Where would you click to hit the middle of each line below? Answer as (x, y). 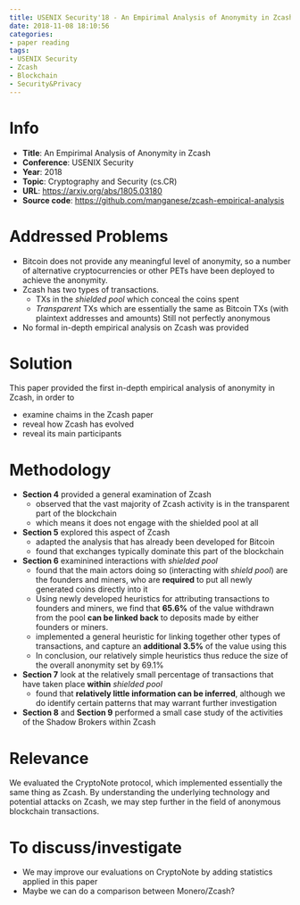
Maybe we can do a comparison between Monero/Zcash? (128, 891)
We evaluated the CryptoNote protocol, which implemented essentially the (146, 783)
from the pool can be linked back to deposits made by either (147, 618)
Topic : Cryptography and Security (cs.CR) (100, 181)
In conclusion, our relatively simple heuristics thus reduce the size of (162, 656)
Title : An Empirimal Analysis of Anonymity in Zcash (117, 153)
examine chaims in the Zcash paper (87, 415)
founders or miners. (72, 627)
